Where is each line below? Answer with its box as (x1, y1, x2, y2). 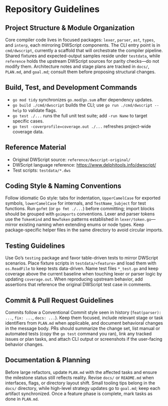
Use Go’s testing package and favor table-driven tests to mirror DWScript (5, 255, 158, 261)
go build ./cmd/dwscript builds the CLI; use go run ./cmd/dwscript (12, 102, 153, 108)
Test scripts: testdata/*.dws (12, 167, 71, 173)
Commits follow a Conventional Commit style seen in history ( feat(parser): (5, 310, 161, 316)
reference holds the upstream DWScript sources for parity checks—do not (5, 58, 159, 64)
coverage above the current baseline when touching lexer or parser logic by (5, 271, 162, 277)
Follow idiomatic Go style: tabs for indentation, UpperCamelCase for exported (5, 195, 160, 201)
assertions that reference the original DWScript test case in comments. (5, 282, 152, 288)
